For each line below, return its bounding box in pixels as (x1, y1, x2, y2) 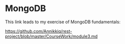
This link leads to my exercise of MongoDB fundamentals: (5, 19, 121, 25)
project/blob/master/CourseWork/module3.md (5, 33, 98, 39)
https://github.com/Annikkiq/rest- (5, 28, 72, 34)
